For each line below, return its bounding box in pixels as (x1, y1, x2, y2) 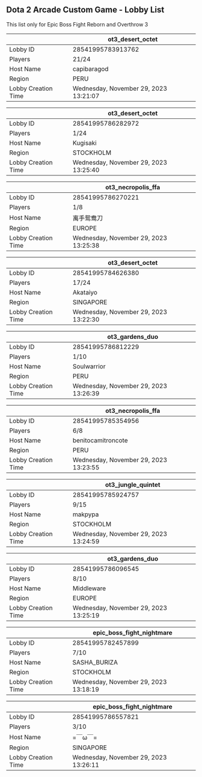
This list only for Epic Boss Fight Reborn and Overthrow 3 (6, 20, 148, 28)
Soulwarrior (72, 362, 106, 370)
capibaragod (72, 64, 109, 73)
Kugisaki (72, 138, 97, 147)
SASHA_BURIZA (72, 658, 118, 666)
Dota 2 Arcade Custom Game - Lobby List (6, 5, 165, 15)
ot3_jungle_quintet (105, 480, 161, 489)
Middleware (72, 584, 106, 593)
